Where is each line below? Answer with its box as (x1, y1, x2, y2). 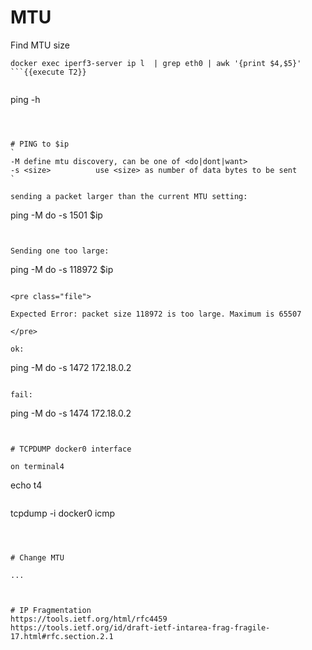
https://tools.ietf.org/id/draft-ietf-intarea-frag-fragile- (10, 622, 271, 633)
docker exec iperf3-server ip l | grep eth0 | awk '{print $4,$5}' (10, 58, 302, 68)
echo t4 (10, 479, 43, 491)
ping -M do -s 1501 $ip (10, 209, 103, 221)
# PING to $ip (10, 139, 70, 149)
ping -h (10, 93, 41, 105)
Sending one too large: (10, 246, 110, 256)
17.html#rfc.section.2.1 (10, 631, 114, 641)
